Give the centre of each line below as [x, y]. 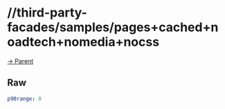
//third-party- [47, 13]
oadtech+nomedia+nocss [83, 42]
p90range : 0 [24, 99]
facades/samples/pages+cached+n [113, 27]
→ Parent [20, 61]
